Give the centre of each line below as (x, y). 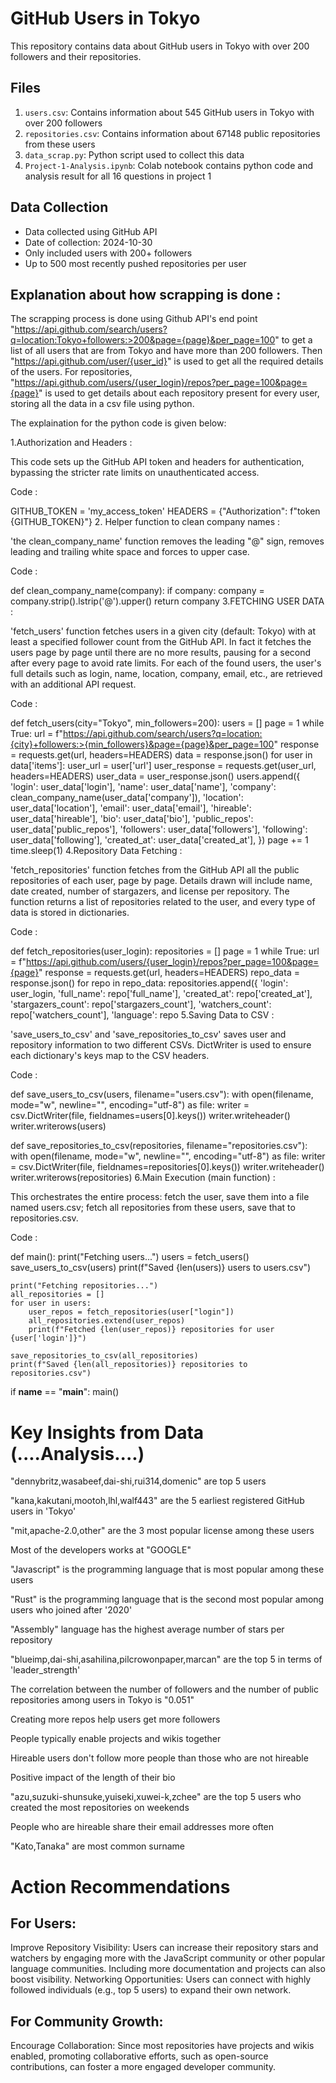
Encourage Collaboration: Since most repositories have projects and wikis (162, 2046)
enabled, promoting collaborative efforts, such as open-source (139, 2056)
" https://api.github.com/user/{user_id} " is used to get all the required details (167, 361)
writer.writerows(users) (58, 1126)
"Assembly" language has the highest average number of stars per (147, 1629)
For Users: (43, 1923)
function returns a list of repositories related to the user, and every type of (163, 902)
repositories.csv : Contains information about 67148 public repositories (172, 133)
